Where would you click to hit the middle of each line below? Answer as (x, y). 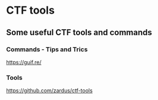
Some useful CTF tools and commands (79, 32)
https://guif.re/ (24, 62)
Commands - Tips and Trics (47, 49)
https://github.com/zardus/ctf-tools (50, 90)
